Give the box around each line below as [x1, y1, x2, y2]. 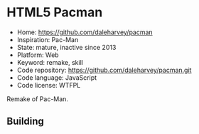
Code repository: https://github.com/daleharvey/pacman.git [16, 66, 192, 74]
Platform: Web [16, 51, 59, 59]
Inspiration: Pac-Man [16, 35, 79, 43]
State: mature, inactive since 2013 [16, 43, 117, 51]
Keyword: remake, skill [16, 58, 83, 66]
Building [6, 115, 44, 128]
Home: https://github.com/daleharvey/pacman [16, 28, 154, 36]
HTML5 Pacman [6, 4, 103, 21]
